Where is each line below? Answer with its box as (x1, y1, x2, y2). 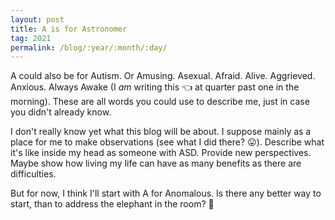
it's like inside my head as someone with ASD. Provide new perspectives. (10, 147, 312, 159)
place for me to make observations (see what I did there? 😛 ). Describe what (10, 136, 325, 148)
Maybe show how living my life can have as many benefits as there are (10, 157, 302, 170)
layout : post (10, 14, 65, 25)
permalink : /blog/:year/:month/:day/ (10, 42, 168, 53)
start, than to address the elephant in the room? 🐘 (10, 198, 215, 210)
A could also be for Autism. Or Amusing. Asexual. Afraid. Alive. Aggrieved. (10, 70, 316, 82)
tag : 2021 (10, 33, 52, 43)
